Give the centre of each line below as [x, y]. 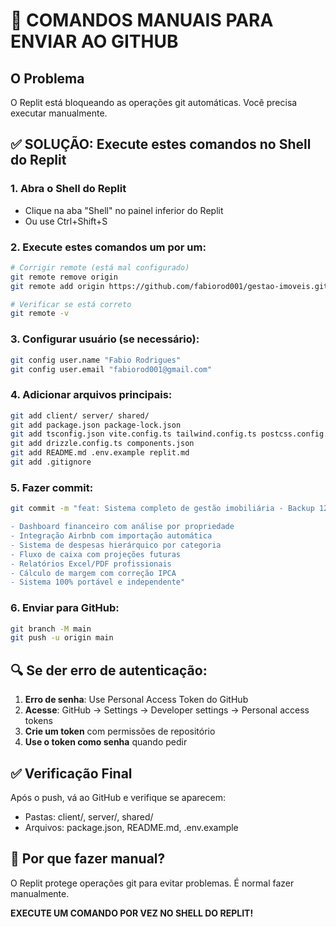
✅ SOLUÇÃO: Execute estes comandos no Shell [161, 144]
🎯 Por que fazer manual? [88, 859]
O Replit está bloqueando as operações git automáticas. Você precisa [154, 102]
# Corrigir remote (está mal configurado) [100, 267]
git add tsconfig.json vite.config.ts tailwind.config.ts [133, 434]
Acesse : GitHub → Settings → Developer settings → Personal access [167, 710]
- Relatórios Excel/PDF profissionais [91, 564]
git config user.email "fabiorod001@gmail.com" [111, 369]
